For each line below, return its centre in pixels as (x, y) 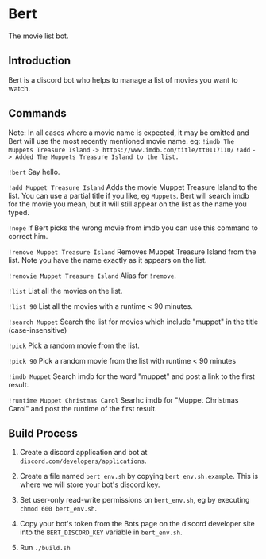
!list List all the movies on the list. (66, 291)
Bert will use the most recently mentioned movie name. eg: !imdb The (121, 141)
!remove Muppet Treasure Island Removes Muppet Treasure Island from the (132, 252)
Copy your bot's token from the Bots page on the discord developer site (137, 524)
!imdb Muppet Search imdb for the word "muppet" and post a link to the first (132, 376)
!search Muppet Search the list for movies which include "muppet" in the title (133, 322)
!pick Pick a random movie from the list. (74, 345)
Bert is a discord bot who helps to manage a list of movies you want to (123, 79)
